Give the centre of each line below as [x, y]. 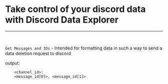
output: [12, 63]
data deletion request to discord [38, 53]
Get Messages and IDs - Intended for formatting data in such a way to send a [84, 48]
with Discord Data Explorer [62, 20]
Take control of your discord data [75, 9]
